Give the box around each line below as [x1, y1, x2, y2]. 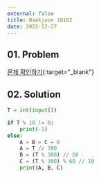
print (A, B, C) [19, 164, 64, 171]
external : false [7, 10, 54, 17]
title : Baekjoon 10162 [7, 17, 73, 24]
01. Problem [7, 48, 59, 60]
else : [7, 132, 23, 139]
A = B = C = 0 [19, 139, 60, 145]
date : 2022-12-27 [7, 23, 57, 30]
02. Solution [7, 88, 61, 100]
